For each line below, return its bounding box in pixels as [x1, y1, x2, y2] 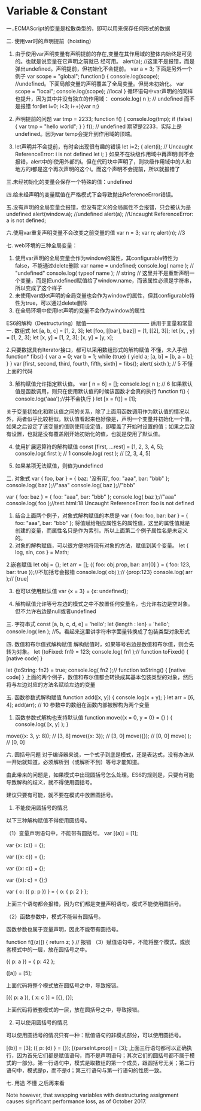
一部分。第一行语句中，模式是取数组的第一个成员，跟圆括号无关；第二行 [16, 1059, 195, 1066]
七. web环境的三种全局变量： [6, 241, 78, 249]
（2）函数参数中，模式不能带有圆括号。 [6, 913, 104, 920]
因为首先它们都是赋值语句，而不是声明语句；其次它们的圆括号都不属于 [16, 1052, 190, 1059]
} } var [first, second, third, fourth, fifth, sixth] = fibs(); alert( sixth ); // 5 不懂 [6, 360, 193, 367]
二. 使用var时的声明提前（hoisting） [6, 37, 95, 44]
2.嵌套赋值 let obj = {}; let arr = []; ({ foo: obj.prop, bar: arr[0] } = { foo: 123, [6, 561, 191, 568]
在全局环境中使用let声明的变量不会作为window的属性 [14, 306, 145, 314]
